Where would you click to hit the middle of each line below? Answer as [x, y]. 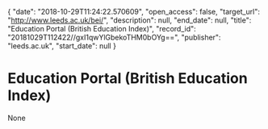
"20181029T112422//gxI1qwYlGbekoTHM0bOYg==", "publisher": [114, 37]
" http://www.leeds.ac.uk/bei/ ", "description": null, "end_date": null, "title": [130, 20]
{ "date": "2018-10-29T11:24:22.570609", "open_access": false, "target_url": [134, 12]
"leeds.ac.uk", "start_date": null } [62, 46]
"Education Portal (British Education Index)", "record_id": [102, 29]
